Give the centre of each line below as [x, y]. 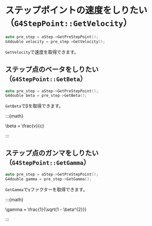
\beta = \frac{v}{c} [25, 126]
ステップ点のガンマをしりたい [52, 153]
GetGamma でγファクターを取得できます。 [46, 189]
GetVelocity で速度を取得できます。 [42, 52]
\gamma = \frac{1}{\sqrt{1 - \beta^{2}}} [46, 209]
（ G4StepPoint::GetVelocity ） [69, 23]
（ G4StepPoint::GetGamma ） [48, 162]
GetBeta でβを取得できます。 [34, 106]
